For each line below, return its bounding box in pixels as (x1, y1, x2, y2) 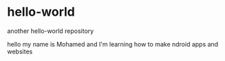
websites (7, 47, 33, 56)
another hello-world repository (7, 27, 94, 35)
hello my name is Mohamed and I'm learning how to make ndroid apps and (7, 40, 219, 48)
